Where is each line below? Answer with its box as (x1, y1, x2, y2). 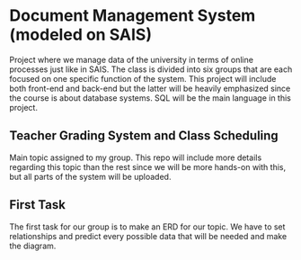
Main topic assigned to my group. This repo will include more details (9, 152, 262, 163)
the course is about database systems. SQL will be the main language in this (9, 92, 292, 103)
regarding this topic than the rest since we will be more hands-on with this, (9, 161, 286, 172)
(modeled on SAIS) (9, 24, 153, 45)
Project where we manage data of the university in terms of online (9, 54, 254, 65)
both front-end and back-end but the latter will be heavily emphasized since (9, 83, 291, 94)
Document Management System (9, 5, 256, 26)
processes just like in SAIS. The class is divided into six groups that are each (9, 64, 293, 75)
